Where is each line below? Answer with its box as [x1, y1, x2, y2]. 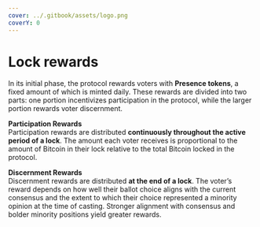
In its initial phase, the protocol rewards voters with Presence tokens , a [8, 79, 239, 88]
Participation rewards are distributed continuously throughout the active [8, 128, 246, 137]
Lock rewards [8, 53, 99, 71]
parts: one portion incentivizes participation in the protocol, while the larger [8, 95, 252, 105]
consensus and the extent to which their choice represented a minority [8, 193, 237, 203]
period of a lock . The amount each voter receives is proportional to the [8, 136, 238, 146]
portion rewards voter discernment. [8, 104, 123, 113]
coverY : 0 [8, 19, 41, 27]
